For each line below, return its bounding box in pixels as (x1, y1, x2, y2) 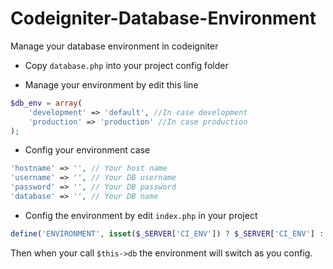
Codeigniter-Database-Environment (10, 7, 317, 30)
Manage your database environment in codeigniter (10, 40, 219, 52)
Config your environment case (24, 144, 151, 156)
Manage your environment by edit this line (24, 78, 199, 91)
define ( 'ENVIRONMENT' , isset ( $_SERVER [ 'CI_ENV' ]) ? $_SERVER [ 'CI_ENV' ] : (10, 228, 325, 239)
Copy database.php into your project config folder (24, 59, 229, 71)
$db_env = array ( (10, 98, 83, 108)
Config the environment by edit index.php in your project (24, 209, 258, 221)
